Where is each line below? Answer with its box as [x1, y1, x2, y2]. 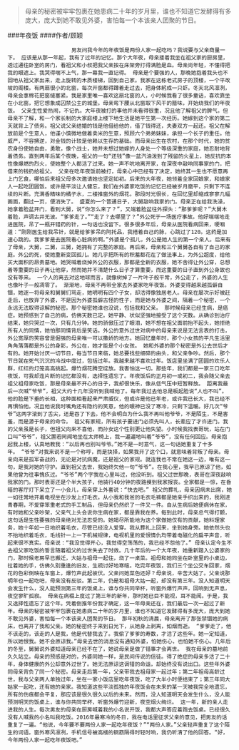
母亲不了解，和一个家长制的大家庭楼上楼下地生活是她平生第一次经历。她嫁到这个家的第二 [7, 115, 230, 122]
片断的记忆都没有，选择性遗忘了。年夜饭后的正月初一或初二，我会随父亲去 [44, 373, 230, 380]
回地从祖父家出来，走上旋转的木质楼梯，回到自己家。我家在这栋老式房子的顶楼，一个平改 [7, 77, 230, 84]
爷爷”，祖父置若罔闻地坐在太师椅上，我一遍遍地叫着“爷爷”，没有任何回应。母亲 [21, 433, 223, 440]
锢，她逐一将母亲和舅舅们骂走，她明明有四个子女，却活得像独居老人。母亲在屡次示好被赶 [7, 289, 230, 296]
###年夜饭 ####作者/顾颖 [7, 31, 83, 39]
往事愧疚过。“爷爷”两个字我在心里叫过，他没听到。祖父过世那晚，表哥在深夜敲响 [28, 471, 232, 478]
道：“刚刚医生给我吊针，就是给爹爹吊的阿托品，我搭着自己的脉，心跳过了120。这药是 [7, 228, 223, 235]
